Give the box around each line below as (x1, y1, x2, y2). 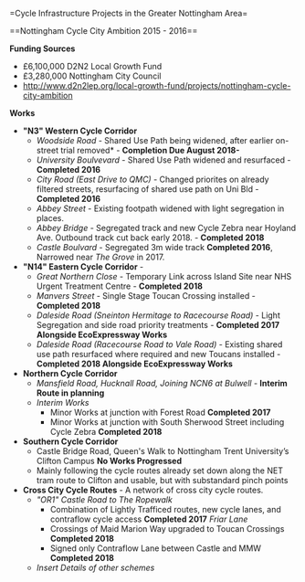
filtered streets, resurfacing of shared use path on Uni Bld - (36, 184, 259, 195)
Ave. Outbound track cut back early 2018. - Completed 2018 (36, 232, 265, 243)
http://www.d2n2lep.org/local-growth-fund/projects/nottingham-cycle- (22, 80, 291, 90)
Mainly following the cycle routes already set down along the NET (36, 465, 283, 476)
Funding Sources (9, 43, 76, 54)
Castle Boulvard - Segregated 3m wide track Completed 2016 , (36, 242, 273, 252)
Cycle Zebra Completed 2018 (49, 427, 163, 437)
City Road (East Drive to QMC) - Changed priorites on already (36, 174, 269, 185)
